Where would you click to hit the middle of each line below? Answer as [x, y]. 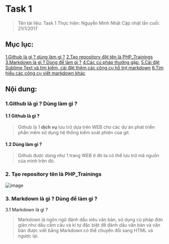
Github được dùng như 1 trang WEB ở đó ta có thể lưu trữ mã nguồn [89, 156]
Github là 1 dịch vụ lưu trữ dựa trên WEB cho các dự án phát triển [86, 127]
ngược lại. [28, 236]
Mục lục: [20, 45]
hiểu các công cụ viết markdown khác [45, 73]
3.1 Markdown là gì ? [27, 210]
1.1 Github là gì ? [22, 116]
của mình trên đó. [36, 161]
